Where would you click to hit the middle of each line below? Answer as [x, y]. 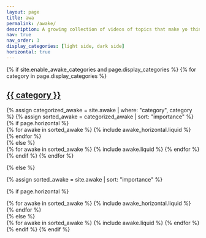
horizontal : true [29, 52]
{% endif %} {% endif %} [38, 229]
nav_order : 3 [23, 40]
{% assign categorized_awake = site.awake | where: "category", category [99, 110]
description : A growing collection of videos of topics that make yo [97, 29]
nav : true [19, 35]
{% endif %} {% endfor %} [40, 155]
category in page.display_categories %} [57, 76]
